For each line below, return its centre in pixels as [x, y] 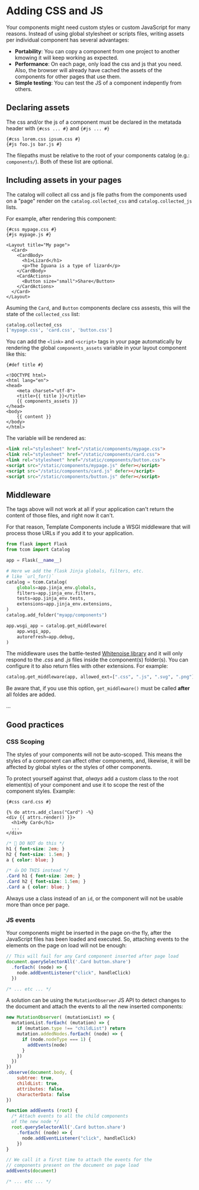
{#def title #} [25, 365]
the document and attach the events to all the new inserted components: [95, 1006]
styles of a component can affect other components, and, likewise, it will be [98, 760]
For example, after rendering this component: [61, 218]
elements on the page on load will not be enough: [67, 945]
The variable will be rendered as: [46, 438]
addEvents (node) [47, 1045]
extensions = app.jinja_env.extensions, [65, 604]
